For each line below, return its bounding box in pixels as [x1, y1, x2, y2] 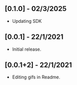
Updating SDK [12, 18, 42, 24]
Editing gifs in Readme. [12, 74, 60, 80]
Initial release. [12, 46, 42, 52]
